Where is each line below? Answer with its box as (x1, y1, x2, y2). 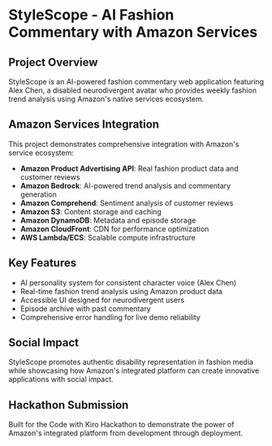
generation (19, 189, 57, 199)
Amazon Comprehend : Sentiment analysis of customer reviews (19, 197, 234, 208)
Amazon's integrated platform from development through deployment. (8, 428, 244, 438)
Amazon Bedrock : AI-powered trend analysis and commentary (19, 180, 231, 190)
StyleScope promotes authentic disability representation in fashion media (8, 357, 254, 367)
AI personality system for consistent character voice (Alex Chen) (19, 278, 237, 288)
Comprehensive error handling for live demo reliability (19, 312, 201, 322)
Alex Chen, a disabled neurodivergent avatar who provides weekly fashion (8, 85, 257, 95)
